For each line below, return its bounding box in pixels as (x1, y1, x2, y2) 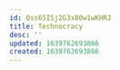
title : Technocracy (9, 22, 84, 31)
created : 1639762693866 (9, 47, 100, 56)
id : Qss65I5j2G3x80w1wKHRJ (9, 13, 112, 23)
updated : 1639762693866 (9, 38, 100, 48)
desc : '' (9, 30, 43, 39)
